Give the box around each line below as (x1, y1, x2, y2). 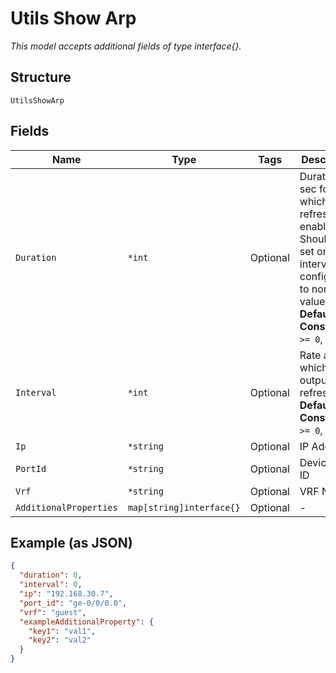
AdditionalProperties (15, 502, 118, 513)
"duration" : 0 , (19, 570, 83, 581)
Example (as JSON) (10, 534, 133, 551)
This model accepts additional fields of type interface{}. (10, 40, 242, 52)
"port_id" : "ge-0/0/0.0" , (19, 598, 128, 608)
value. (299, 294, 328, 308)
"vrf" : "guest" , (19, 607, 87, 617)
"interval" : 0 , (19, 580, 83, 590)
